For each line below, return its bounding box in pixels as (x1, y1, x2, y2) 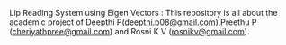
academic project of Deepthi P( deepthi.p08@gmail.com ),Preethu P (9, 17, 257, 27)
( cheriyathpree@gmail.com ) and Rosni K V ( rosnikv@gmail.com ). (9, 26, 250, 36)
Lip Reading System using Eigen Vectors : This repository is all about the (9, 8, 278, 18)
